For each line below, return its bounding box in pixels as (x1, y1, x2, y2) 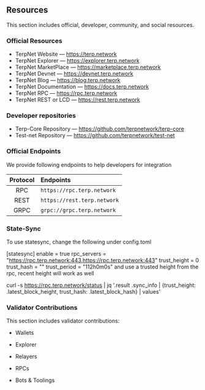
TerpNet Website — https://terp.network (15, 50, 117, 58)
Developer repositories (6, 112, 76, 120)
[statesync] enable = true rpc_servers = (6, 250, 106, 257)
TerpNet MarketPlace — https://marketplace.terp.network (15, 64, 161, 71)
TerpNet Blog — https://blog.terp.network (15, 77, 121, 84)
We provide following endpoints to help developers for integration (6, 161, 172, 168)
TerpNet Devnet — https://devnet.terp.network (15, 70, 133, 77)
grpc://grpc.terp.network (40, 207, 116, 213)
